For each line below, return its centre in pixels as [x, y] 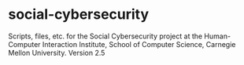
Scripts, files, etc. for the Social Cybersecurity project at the [105, 36]
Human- [217, 36]
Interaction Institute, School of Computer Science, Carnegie [139, 44]
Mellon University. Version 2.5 [57, 52]
